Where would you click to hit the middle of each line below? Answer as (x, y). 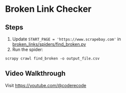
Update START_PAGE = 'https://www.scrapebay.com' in (66, 39)
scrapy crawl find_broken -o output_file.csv (52, 59)
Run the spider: (27, 49)
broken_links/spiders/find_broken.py (49, 44)
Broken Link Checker (48, 9)
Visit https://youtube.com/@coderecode (46, 85)
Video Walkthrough (35, 74)
